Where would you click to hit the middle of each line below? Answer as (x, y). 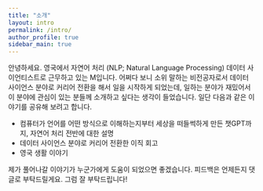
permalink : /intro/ (40, 30)
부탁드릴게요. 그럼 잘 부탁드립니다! (75, 179)
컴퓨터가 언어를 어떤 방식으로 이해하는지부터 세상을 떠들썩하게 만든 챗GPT (132, 124)
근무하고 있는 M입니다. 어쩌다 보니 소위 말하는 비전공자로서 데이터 (149, 77)
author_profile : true (44, 37)
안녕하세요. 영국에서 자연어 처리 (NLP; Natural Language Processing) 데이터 (127, 68)
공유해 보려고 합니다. (60, 107)
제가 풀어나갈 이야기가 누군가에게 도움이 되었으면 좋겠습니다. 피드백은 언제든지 (128, 170)
